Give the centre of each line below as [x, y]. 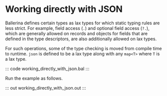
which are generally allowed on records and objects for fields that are [77, 33]
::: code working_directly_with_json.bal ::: [47, 69]
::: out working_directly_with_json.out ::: [46, 88]
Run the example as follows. [34, 78]
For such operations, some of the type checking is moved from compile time [83, 48]
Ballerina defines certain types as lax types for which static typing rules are [83, 23]
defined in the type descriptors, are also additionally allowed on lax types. [81, 39]
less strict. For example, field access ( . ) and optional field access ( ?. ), [77, 28]
